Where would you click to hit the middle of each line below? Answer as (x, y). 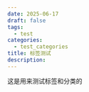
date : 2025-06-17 (33, 14)
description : (27, 60)
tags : (15, 27)
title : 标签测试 (29, 54)
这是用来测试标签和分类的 (45, 81)
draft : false (27, 21)
